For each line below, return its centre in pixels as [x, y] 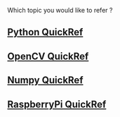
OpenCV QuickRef [48, 56]
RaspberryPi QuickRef [57, 104]
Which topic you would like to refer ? [60, 10]
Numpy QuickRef [45, 80]
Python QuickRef [45, 32]
